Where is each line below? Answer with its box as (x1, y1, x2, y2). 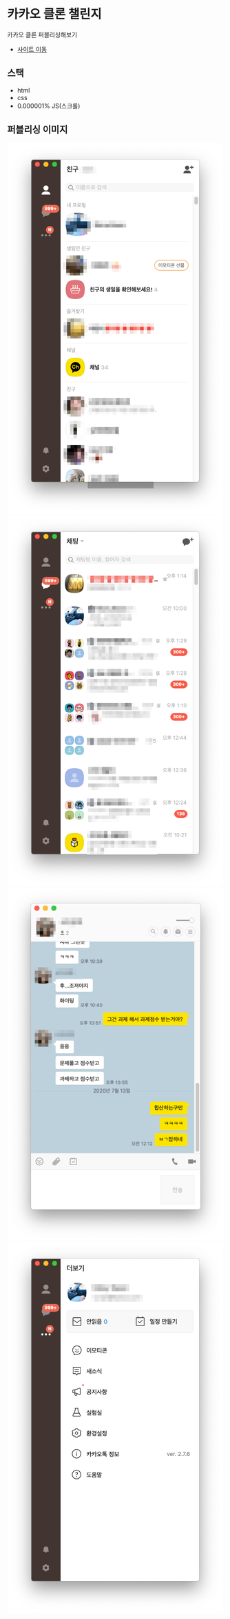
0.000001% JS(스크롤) (17, 102, 81, 110)
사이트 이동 (17, 45, 48, 53)
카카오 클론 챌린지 (7, 6, 102, 22)
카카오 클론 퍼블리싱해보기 (7, 30, 78, 39)
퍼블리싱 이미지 (7, 124, 68, 135)
